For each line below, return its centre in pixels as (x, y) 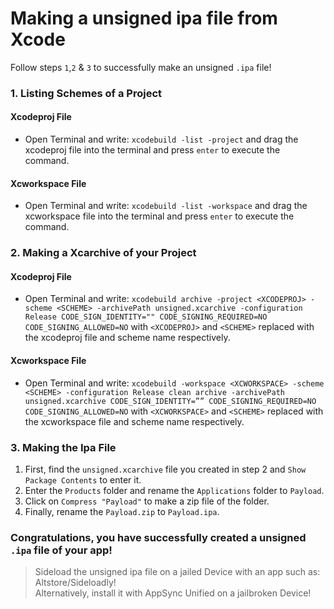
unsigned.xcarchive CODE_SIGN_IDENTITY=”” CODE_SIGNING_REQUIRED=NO (170, 401)
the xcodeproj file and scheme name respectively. (127, 338)
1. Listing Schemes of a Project (86, 93)
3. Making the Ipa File (63, 447)
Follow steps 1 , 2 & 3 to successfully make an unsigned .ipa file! (141, 67)
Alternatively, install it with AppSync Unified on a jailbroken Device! (173, 593)
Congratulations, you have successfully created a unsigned (158, 537)
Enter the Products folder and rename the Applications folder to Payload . (174, 490)
